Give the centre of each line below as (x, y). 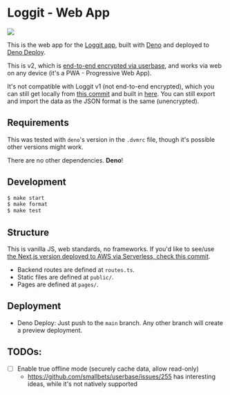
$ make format (28, 204)
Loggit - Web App (59, 13)
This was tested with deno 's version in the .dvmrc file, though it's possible (111, 139)
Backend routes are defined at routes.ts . (76, 270)
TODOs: (25, 352)
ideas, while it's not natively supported (83, 384)
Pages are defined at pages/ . (58, 284)
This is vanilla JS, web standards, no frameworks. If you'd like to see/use (111, 249)
